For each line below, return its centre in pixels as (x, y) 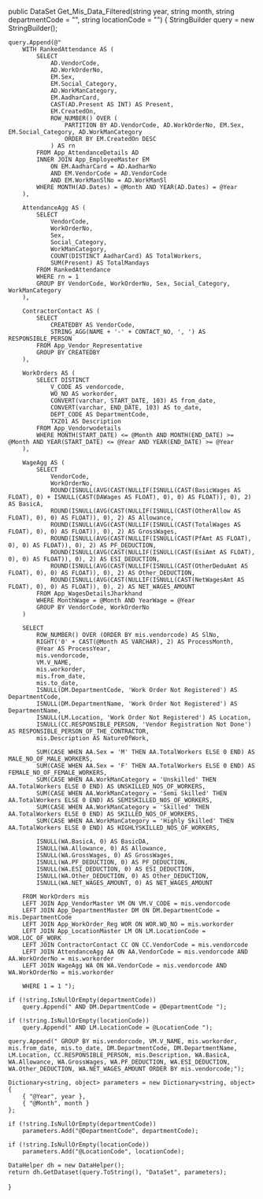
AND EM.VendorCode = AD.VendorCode (109, 173)
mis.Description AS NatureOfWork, (93, 738)
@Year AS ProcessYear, (74, 649)
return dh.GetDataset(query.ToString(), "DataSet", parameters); (117, 1172)
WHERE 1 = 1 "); (49, 986)
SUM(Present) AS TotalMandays (100, 263)
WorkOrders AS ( (49, 373)
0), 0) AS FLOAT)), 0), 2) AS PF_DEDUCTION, (82, 546)
